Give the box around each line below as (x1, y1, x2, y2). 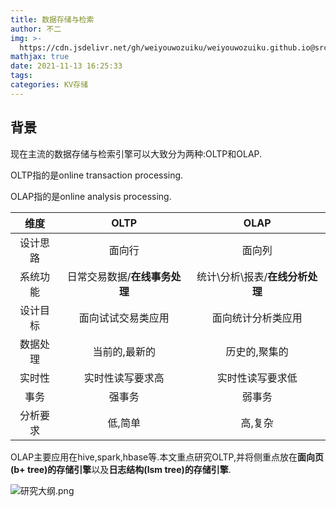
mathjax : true (10, 52, 70, 62)
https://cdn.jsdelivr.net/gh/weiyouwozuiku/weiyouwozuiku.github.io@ (19, 42, 315, 53)
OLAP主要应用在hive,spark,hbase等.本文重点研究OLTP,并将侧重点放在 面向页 (10, 451, 325, 463)
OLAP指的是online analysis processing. (10, 190, 172, 202)
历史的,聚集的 (225, 344, 289, 358)
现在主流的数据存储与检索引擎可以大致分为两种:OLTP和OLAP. (10, 147, 263, 160)
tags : (10, 71, 33, 81)
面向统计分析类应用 (211, 311, 303, 325)
